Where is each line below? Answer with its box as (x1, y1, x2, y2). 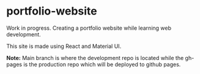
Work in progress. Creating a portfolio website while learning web (6, 24, 172, 32)
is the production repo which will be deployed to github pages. (23, 61, 181, 68)
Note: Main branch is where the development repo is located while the (6, 54, 184, 61)
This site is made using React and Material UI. (6, 42, 122, 50)
